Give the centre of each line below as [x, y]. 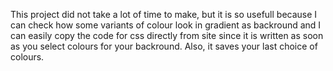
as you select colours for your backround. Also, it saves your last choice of [164, 46]
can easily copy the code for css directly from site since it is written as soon [167, 35]
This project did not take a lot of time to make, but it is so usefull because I [164, 14]
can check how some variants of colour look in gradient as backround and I [166, 25]
